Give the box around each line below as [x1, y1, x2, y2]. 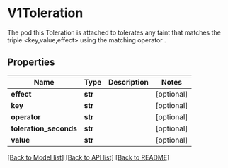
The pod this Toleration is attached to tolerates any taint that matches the [7, 28, 221, 37]
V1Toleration [7, 5, 84, 21]
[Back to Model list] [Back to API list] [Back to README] [7, 153, 170, 162]
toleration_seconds [11, 124, 78, 133]
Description [108, 77, 149, 87]
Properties [7, 56, 55, 68]
